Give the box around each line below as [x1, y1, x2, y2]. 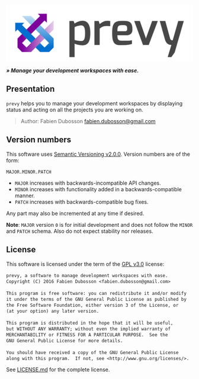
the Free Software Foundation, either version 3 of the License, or [6, 302, 179, 308]
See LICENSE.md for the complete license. [6, 366, 110, 373]
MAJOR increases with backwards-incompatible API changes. [14, 179, 161, 187]
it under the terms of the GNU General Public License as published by [6, 296, 187, 302]
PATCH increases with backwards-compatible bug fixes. [14, 198, 149, 205]
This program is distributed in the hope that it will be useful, [6, 320, 174, 326]
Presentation [6, 84, 55, 94]
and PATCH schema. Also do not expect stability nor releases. [6, 227, 153, 235]
